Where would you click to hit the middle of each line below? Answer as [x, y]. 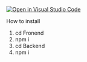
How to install [23, 21]
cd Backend [30, 46]
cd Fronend [29, 33]
